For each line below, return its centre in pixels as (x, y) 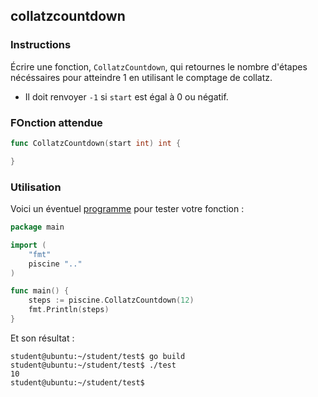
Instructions (41, 45)
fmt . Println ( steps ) (69, 310)
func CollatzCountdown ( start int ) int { (96, 143)
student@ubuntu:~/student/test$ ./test (93, 365)
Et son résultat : (42, 338)
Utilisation (36, 187)
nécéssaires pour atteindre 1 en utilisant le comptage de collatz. (141, 77)
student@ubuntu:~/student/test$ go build (98, 356)
